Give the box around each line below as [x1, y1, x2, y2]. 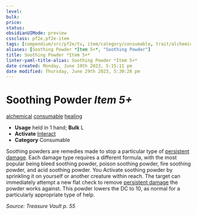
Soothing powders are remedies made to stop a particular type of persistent [6, 148, 189, 155]
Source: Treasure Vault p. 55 [6, 203, 76, 210]
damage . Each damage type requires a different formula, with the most [6, 154, 177, 161]
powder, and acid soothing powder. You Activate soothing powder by [6, 167, 173, 174]
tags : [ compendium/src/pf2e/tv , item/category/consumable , [6, 41, 154, 47]
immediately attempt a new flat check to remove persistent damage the [6, 179, 178, 186]
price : [6, 19, 22, 25]
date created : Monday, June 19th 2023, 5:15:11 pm [6, 63, 133, 69]
